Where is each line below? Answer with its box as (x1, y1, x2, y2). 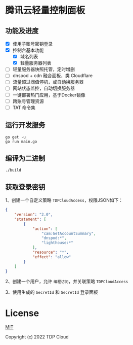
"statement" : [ (14, 217, 47, 222)
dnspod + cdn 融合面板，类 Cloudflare (12, 73, 93, 79)
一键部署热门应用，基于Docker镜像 (12, 92, 86, 98)
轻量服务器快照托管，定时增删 (12, 66, 75, 73)
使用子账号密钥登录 (12, 41, 53, 47)
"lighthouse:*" (41, 240, 73, 246)
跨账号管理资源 (12, 98, 44, 104)
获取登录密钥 (5, 183, 46, 191)
